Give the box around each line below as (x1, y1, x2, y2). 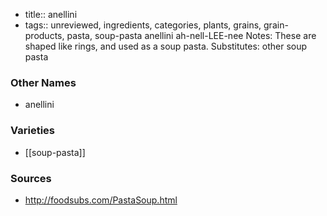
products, (24, 30, 65, 41)
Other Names (10, 75, 77, 89)
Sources (10, 171, 52, 185)
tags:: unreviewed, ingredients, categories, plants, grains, (24, 19, 262, 31)
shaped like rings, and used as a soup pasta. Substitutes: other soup (24, 40, 308, 52)
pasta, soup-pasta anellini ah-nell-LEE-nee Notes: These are (66, 30, 317, 41)
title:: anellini (24, 9, 78, 20)
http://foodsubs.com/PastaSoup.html (24, 194, 178, 206)
